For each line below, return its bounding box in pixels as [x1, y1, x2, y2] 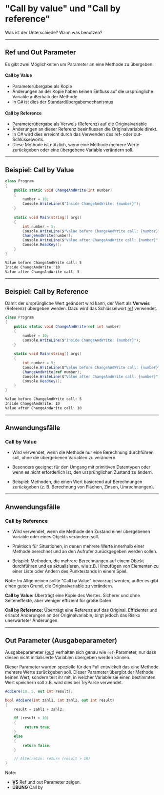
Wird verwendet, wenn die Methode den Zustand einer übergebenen [12, 529, 150, 534]
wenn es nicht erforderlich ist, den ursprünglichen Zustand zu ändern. [12, 469, 153, 475]
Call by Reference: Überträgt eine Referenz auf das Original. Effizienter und [5, 607, 158, 613]
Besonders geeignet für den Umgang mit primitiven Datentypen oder [12, 464, 150, 470]
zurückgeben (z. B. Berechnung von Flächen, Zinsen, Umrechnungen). [12, 484, 155, 490]
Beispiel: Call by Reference [5, 287, 89, 296]
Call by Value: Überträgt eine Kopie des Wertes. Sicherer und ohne [5, 593, 140, 598]
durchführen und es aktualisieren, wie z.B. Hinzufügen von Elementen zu [12, 563, 159, 569]
